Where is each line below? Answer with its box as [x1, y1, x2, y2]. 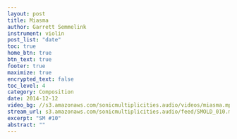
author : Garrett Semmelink [7, 23, 87, 30]
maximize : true [7, 69, 52, 76]
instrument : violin [7, 29, 65, 37]
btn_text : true [7, 56, 52, 63]
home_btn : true [7, 50, 52, 57]
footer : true [7, 62, 46, 69]
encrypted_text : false [7, 75, 74, 83]
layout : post [7, 10, 46, 18]
